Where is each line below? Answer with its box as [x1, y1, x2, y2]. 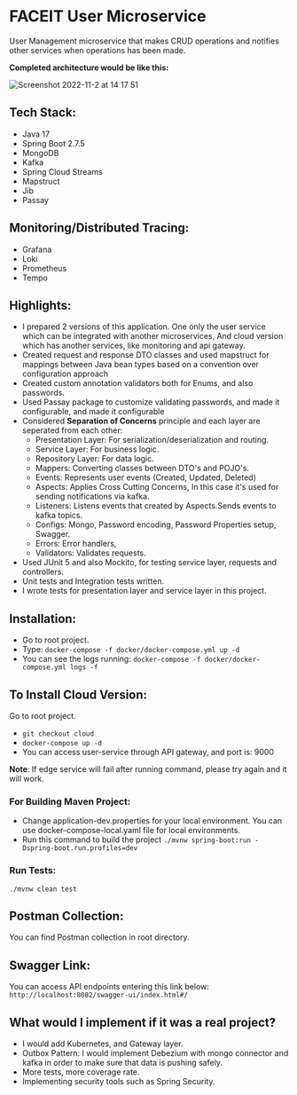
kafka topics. [35, 510, 83, 521]
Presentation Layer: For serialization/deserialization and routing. [35, 435, 269, 445]
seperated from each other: [21, 425, 123, 436]
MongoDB [21, 147, 59, 158]
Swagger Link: [9, 957, 91, 973]
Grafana [21, 244, 52, 255]
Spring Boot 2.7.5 [21, 138, 86, 148]
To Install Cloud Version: [9, 687, 148, 702]
